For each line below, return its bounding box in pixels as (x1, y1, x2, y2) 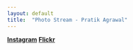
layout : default (7, 10, 54, 17)
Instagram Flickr (7, 35, 55, 43)
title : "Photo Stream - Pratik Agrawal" (7, 16, 128, 23)
